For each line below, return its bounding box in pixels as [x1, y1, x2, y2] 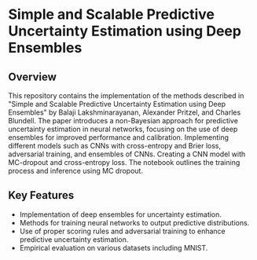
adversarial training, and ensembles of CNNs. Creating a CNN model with [8, 149, 246, 159]
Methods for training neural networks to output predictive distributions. [19, 218, 250, 227]
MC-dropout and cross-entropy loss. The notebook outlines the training [8, 158, 240, 167]
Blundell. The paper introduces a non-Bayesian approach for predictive [8, 116, 238, 125]
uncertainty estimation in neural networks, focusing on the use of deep [8, 124, 238, 134]
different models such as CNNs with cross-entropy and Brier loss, [8, 141, 222, 150]
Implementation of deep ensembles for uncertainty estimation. [19, 210, 222, 219]
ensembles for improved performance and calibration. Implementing [8, 133, 229, 142]
